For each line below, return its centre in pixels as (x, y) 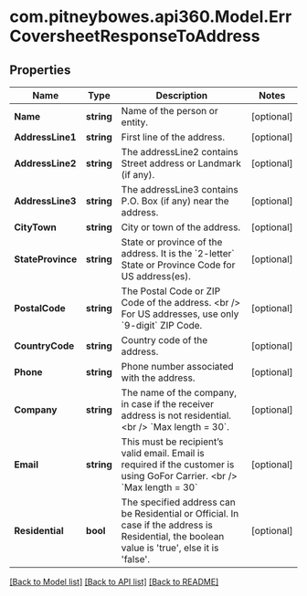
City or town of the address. (181, 227)
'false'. (136, 559)
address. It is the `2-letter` (178, 253)
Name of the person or (169, 111)
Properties (40, 70)
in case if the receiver (168, 404)
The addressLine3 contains (180, 189)
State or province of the (172, 242)
